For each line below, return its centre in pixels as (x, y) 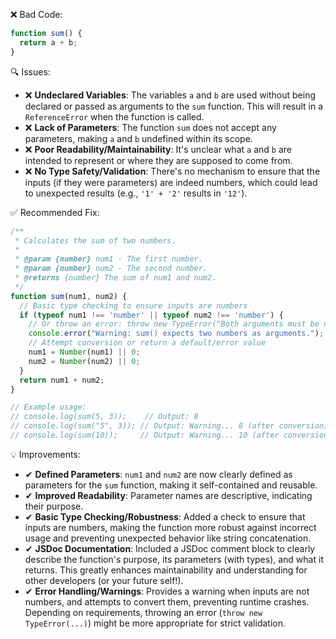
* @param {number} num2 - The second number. (111, 269)
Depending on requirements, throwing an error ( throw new (143, 612)
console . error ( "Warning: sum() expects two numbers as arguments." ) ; (176, 334)
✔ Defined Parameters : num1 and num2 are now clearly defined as (158, 474)
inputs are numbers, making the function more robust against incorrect (170, 527)
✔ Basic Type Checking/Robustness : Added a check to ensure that (165, 516)
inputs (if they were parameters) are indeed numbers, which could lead (171, 182)
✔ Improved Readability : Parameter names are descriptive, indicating (168, 495)
